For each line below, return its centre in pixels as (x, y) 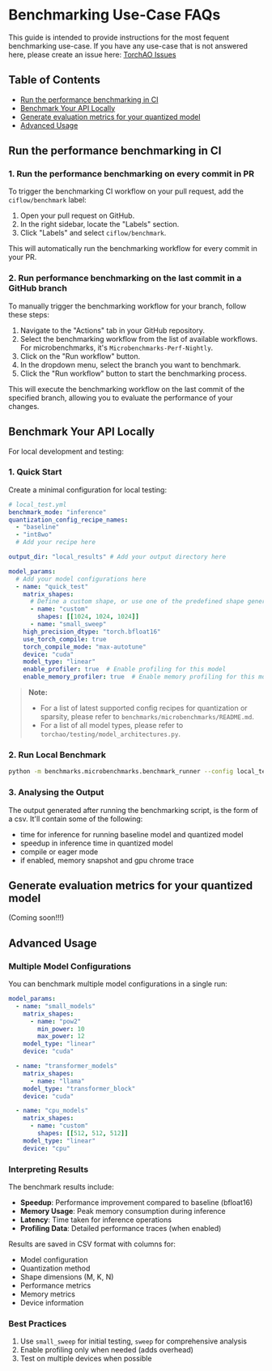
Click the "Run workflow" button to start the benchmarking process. (133, 373)
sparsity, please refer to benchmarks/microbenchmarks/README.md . (147, 717)
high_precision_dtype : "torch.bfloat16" (92, 632)
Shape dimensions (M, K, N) (67, 1276)
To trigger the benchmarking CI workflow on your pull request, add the (126, 191)
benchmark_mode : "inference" (57, 512)
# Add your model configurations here (81, 579)
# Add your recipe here (55, 543)
